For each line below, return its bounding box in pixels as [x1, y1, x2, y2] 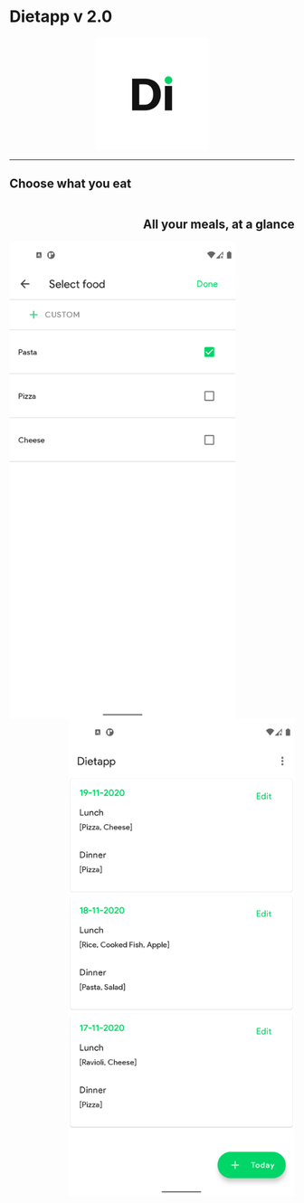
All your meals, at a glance [143, 217, 295, 232]
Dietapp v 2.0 [9, 6, 113, 27]
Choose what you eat [9, 176, 132, 192]
